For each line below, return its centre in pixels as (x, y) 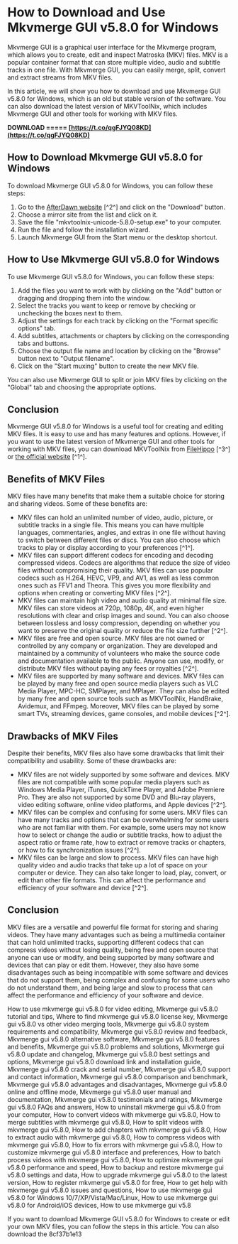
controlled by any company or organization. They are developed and (118, 646)
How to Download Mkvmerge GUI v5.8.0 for (105, 157)
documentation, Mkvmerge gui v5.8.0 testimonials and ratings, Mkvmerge (115, 1099)
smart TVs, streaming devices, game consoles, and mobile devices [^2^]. (124, 714)
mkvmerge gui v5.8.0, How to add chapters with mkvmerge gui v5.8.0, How (117, 1130)
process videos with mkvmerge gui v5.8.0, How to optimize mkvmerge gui (115, 1159)
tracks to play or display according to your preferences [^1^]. (106, 548)
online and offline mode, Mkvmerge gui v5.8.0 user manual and (100, 1092)
